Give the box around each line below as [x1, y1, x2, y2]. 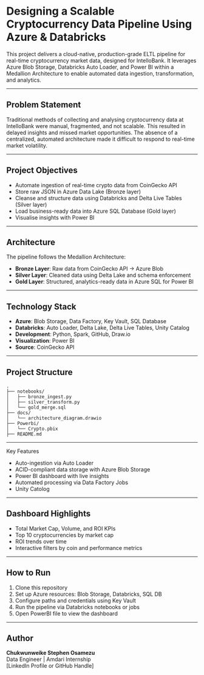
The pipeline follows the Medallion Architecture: [6, 253, 126, 260]
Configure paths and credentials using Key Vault [15, 596, 137, 604]
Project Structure [6, 367, 73, 377]
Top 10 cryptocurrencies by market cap [15, 531, 114, 538]
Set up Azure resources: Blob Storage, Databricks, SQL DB [15, 590, 162, 598]
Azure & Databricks [6, 30, 106, 44]
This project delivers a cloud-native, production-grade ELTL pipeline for [6, 50, 186, 57]
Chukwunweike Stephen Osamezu [6, 649, 95, 657]
